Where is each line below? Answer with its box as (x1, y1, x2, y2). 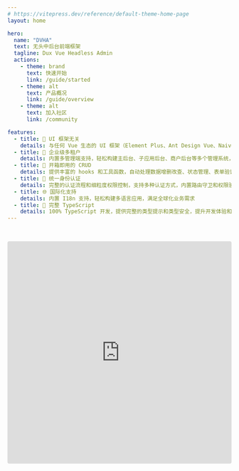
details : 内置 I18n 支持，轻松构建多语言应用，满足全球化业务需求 (20, 195, 196, 202)
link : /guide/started (26, 76, 91, 83)
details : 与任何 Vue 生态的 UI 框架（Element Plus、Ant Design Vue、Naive (20, 142, 235, 149)
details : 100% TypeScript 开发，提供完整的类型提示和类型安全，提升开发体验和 (20, 208, 233, 216)
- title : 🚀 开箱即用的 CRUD (14, 162, 92, 169)
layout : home (7, 17, 46, 24)
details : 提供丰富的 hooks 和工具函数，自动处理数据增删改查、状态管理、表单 (20, 169, 225, 176)
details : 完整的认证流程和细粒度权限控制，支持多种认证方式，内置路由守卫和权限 (20, 181, 229, 189)
